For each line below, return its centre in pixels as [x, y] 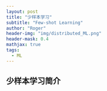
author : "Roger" [26, 28]
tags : [13, 50]
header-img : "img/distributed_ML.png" [54, 34]
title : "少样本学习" [29, 17]
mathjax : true [24, 45]
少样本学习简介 [33, 81]
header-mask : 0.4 [27, 39]
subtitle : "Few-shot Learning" [45, 22]
